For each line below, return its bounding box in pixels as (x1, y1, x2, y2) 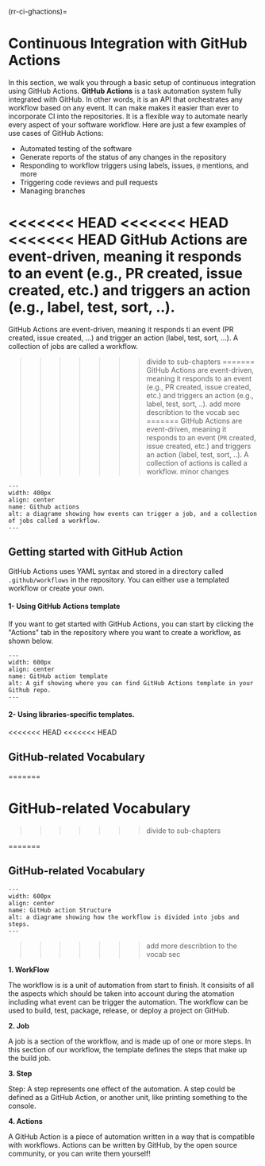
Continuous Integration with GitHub (8, 35, 248, 52)
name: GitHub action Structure (8, 906, 112, 914)
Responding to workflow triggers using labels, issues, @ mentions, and (19, 161, 249, 170)
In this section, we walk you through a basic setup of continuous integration (8, 77, 256, 87)
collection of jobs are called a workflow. (8, 341, 139, 351)
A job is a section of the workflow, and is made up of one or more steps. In (8, 1036, 252, 1046)
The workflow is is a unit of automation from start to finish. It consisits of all (8, 980, 255, 990)
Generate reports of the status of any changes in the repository (19, 152, 227, 161)
